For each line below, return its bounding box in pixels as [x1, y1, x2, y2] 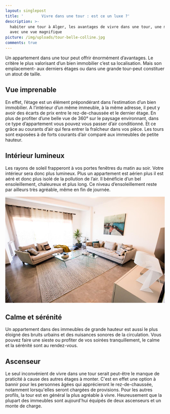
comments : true [5, 41, 37, 46]
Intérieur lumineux [5, 152, 65, 160]
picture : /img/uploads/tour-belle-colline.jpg [5, 35, 105, 40]
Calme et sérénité [5, 313, 62, 321]
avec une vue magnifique [10, 29, 62, 35]
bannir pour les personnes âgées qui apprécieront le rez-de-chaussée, [5, 381, 153, 387]
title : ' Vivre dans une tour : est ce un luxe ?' [5, 13, 130, 19]
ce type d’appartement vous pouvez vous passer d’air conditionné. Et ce [5, 121, 156, 127]
